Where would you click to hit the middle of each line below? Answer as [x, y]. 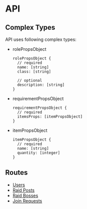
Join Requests [27, 201]
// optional [30, 81]
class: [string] [34, 72]
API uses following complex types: [41, 39]
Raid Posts [23, 190]
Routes [17, 172]
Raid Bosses [25, 195]
